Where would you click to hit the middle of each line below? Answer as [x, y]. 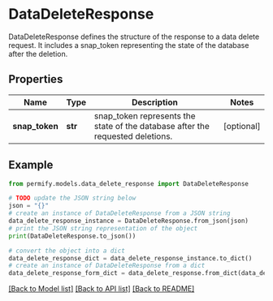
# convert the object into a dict [67, 251]
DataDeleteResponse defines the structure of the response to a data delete [134, 37]
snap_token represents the [145, 116]
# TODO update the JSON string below [72, 198]
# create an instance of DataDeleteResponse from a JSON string [119, 213]
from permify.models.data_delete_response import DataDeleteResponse [129, 183]
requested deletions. [133, 136]
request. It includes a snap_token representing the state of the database [129, 45]
